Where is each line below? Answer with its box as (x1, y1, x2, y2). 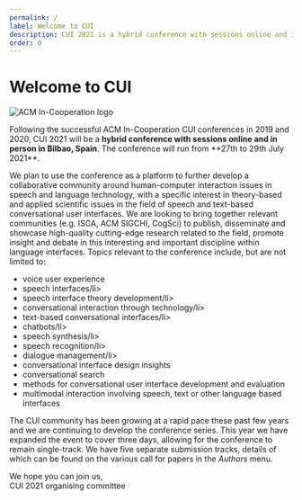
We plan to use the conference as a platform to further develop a (9, 170, 250, 181)
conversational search (22, 370, 105, 380)
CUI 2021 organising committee (9, 480, 126, 491)
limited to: (9, 256, 47, 267)
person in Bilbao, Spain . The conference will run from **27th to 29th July (9, 143, 285, 154)
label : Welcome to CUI (9, 22, 94, 31)
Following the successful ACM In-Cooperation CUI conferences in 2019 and (9, 124, 289, 135)
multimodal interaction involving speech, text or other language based (22, 388, 282, 399)
